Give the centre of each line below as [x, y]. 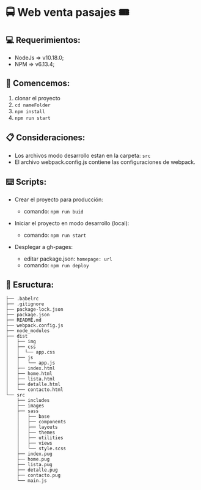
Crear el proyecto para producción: [59, 199]
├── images [31, 406]
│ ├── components [42, 422]
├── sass [28, 411]
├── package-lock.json [35, 310]
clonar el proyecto [37, 98]
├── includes [33, 401]
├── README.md [24, 320]
